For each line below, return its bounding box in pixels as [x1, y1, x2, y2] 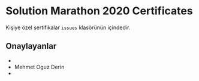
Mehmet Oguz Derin [14, 63, 65, 70]
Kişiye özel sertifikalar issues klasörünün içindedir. [5, 24, 131, 31]
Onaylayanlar [5, 41, 57, 51]
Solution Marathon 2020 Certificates [5, 4, 193, 18]
